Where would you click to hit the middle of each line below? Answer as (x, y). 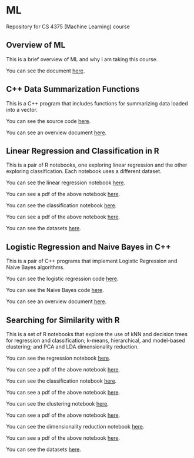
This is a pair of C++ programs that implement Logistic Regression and (92, 261)
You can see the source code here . (48, 121)
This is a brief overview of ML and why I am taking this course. (82, 59)
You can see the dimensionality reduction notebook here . (75, 427)
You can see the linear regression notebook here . (66, 182)
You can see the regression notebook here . (58, 358)
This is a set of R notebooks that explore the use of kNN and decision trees (97, 334)
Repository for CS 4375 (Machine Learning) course (68, 26)
